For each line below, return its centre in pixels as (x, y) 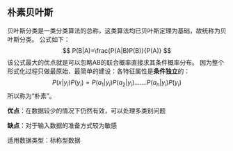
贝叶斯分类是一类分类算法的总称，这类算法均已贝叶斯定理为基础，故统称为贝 (117, 31)
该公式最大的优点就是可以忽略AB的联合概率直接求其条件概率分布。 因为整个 (116, 62)
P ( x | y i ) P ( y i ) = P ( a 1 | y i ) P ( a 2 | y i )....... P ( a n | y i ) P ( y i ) (117, 83)
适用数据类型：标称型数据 (44, 140)
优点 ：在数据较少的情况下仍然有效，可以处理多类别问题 (86, 111)
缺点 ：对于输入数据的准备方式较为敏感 (62, 125)
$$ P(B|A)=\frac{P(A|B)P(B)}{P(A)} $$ (117, 50)
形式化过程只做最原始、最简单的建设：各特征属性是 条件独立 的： (98, 71)
